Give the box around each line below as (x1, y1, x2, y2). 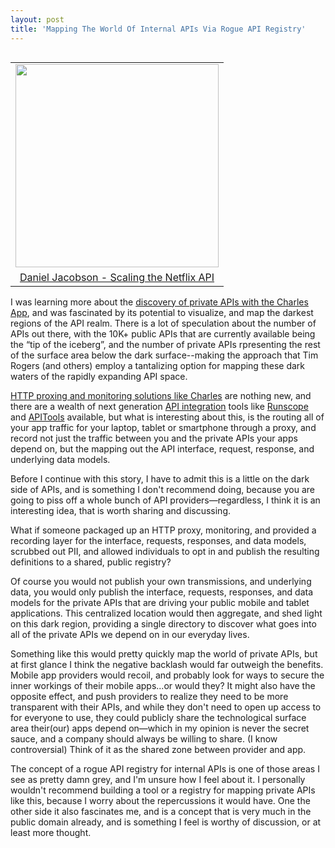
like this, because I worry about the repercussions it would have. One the (10, 794, 311, 806)
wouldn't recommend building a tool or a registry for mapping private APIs (10, 784, 316, 796)
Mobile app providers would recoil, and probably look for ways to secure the (10, 669, 325, 681)
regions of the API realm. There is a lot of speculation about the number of (10, 317, 317, 329)
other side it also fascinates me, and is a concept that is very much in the (10, 805, 312, 817)
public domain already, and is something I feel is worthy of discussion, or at (10, 816, 322, 828)
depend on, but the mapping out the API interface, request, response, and (10, 442, 315, 455)
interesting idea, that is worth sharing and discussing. (10, 504, 232, 516)
